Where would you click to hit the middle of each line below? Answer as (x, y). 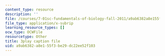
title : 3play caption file (33, 41)
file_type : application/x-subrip (39, 23)
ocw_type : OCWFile (24, 32)
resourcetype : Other (26, 37)
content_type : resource (29, 9)
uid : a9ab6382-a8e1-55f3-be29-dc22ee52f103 (50, 46)
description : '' (22, 14)
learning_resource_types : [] (35, 28)
